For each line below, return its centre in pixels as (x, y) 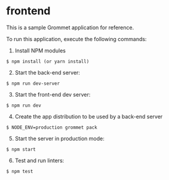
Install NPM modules (40, 50)
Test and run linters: (39, 160)
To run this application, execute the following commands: (76, 39)
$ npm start (21, 149)
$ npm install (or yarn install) (48, 61)
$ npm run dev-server (33, 83)
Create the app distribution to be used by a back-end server (89, 116)
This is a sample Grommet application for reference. (70, 27)
